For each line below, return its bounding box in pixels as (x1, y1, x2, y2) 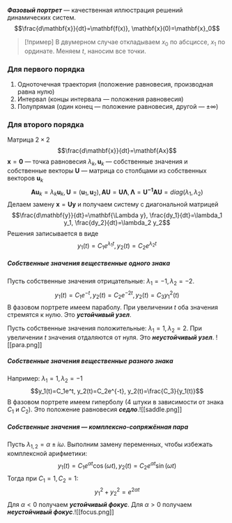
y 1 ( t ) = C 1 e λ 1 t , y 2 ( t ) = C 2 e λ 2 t (77, 240, 157, 251)
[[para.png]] (7, 340, 42, 348)
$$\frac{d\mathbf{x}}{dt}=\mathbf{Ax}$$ (57, 147, 177, 155)
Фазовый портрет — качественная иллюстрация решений (7, 6, 183, 14)
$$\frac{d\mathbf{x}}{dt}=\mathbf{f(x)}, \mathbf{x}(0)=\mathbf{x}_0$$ (14, 24, 220, 32)
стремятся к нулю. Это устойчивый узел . (7, 311, 132, 319)
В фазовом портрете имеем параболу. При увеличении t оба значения (7, 303, 218, 311)
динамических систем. (7, 13, 77, 22)
